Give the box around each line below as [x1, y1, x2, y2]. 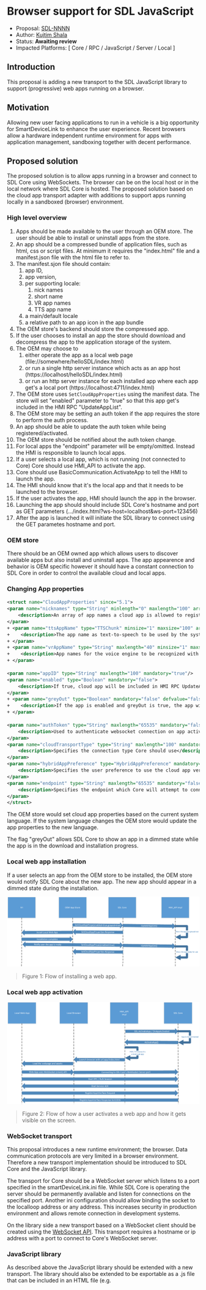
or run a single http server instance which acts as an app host [24, 364, 181, 371]
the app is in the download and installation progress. [7, 842, 139, 849]
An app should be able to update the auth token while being [15, 423, 167, 430]
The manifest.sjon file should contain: [15, 260, 111, 267]
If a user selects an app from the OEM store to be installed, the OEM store [7, 871, 193, 879]
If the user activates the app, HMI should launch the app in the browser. [15, 495, 196, 502]
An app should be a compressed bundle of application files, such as [15, 240, 187, 248]
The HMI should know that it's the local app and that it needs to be [15, 481, 184, 488]
